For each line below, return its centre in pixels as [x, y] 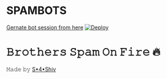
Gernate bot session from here [45, 27]
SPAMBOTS [37, 11]
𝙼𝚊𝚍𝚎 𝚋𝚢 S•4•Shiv [31, 69]
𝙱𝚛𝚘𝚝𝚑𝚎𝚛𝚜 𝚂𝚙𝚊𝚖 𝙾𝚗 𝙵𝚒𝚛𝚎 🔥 [83, 52]
